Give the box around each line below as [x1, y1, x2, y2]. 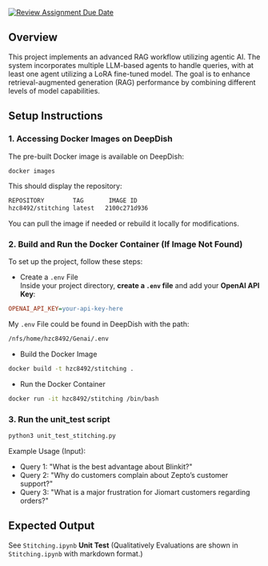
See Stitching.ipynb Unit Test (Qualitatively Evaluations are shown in [8, 540, 238, 550]
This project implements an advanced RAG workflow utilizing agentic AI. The [8, 52, 261, 62]
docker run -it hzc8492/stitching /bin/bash [8, 395, 159, 403]
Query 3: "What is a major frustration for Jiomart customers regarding [19, 488, 250, 497]
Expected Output [8, 519, 95, 532]
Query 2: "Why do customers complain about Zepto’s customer [19, 471, 229, 480]
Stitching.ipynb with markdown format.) [8, 548, 143, 558]
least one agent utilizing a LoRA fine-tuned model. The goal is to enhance [8, 69, 250, 78]
